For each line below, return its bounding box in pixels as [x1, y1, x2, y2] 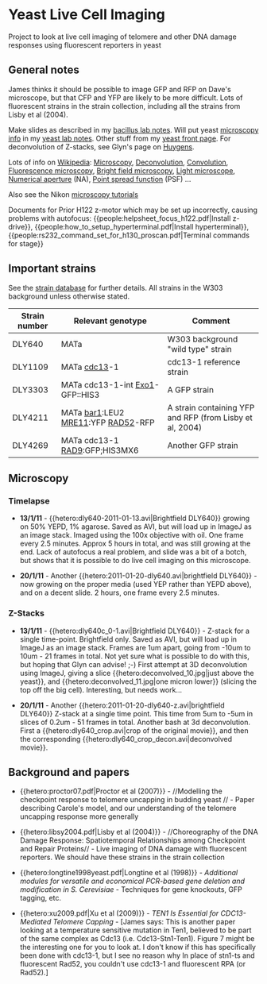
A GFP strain [167, 384, 215, 395]
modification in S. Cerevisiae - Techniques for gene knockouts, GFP [19, 885, 242, 894]
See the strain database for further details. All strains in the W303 [8, 283, 223, 292]
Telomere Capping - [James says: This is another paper [52, 917, 236, 927]
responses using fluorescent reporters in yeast [8, 40, 161, 49]
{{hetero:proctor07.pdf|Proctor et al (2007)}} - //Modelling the [19, 786, 222, 796]
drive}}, [8, 222, 33, 231]
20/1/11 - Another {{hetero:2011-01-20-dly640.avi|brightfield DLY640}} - [19, 571, 257, 581]
